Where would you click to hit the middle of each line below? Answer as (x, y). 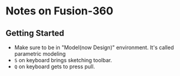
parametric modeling (40, 54)
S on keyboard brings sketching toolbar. (63, 60)
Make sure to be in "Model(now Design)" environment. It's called (94, 47)
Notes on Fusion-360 (60, 11)
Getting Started (35, 33)
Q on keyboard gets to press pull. (54, 66)
